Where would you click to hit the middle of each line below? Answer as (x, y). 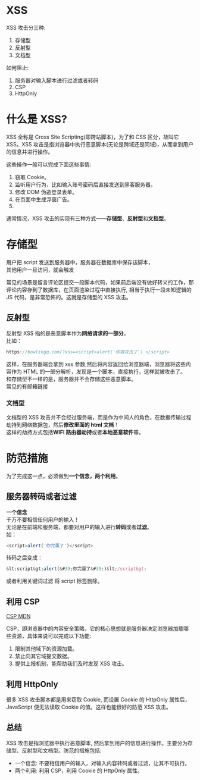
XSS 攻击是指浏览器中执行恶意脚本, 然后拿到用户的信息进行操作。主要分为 (97, 743)
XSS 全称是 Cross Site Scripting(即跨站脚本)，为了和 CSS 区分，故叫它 (93, 137)
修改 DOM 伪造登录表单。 (46, 192)
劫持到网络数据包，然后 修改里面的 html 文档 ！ (63, 425)
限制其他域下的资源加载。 (46, 649)
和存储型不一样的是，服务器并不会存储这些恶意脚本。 (71, 379)
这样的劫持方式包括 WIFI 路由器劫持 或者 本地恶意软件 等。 (75, 432)
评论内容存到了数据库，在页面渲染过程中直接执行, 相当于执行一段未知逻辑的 (99, 290)
